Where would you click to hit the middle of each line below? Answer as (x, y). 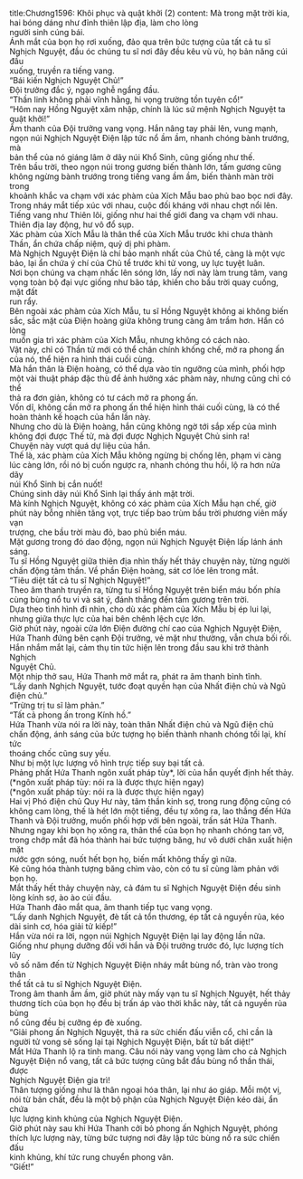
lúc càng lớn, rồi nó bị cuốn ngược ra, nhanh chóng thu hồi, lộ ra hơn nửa (145, 465)
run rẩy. (24, 301)
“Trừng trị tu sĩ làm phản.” (57, 705)
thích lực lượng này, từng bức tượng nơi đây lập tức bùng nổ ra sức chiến (145, 1138)
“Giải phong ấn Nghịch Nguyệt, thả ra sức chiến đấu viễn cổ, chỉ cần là (141, 1032)
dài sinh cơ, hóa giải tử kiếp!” (63, 926)
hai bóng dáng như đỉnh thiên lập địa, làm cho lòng (104, 23)
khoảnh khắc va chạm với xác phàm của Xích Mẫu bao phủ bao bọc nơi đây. (151, 195)
